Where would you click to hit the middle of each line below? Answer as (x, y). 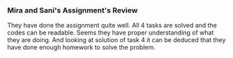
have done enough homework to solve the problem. (81, 48)
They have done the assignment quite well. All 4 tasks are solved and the (112, 26)
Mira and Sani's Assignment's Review (73, 10)
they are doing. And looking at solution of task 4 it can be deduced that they (116, 40)
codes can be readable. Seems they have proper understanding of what (111, 32)
